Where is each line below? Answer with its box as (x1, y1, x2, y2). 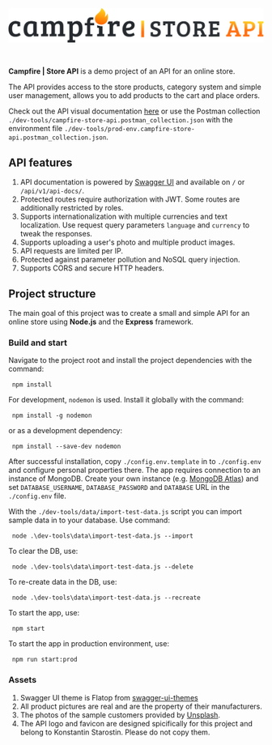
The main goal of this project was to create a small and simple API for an (8, 309, 250, 318)
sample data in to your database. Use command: (8, 515, 170, 526)
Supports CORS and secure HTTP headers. (19, 263, 164, 273)
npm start (11, 624, 45, 633)
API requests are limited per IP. (19, 246, 124, 256)
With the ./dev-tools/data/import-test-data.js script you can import (8, 507, 242, 517)
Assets (8, 675, 37, 686)
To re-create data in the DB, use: (8, 577, 117, 587)
